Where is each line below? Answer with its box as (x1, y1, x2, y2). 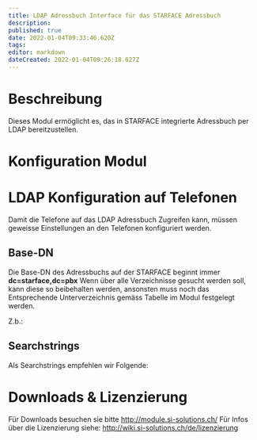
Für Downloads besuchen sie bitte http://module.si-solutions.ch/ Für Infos (8, 414, 249, 424)
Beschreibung (8, 90, 103, 108)
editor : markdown (8, 48, 66, 56)
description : (8, 19, 51, 27)
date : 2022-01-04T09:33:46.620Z (8, 33, 115, 42)
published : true (8, 26, 62, 34)
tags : (8, 41, 26, 49)
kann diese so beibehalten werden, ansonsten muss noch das (8, 284, 210, 293)
